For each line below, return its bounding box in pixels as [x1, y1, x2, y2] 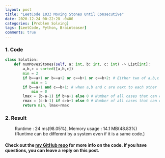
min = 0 [31, 89, 48, 94]
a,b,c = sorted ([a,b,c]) [23, 67, 74, 72]
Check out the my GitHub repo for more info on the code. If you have [5, 142, 147, 148]
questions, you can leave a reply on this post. [5, 147, 100, 153]
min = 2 [23, 71, 38, 76]
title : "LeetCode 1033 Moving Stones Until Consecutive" [5, 12, 124, 17]
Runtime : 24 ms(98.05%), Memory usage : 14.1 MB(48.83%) [14, 126, 137, 132]
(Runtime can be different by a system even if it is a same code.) [14, 131, 145, 137]
